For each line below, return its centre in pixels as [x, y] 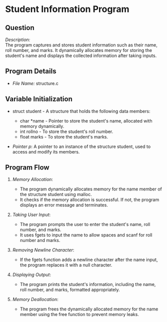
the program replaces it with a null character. [66, 265]
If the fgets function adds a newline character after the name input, [89, 260]
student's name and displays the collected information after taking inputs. [81, 55]
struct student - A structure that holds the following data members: [81, 111]
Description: [18, 39]
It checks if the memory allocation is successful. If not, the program [89, 200]
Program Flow [27, 168]
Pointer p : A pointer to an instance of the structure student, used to [81, 146]
